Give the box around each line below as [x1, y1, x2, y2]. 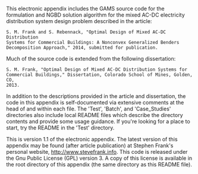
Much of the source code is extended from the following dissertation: [6, 55, 176, 62]
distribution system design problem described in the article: [6, 18, 152, 24]
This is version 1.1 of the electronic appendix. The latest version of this [6, 136, 178, 143]
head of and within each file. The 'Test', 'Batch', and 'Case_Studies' [6, 105, 171, 112]
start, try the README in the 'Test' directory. [6, 124, 115, 131]
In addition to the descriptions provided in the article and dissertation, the [6, 93, 186, 100]
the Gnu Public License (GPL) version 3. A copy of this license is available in [6, 154, 193, 162]
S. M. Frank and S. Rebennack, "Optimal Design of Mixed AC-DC [6, 29, 166, 35]
